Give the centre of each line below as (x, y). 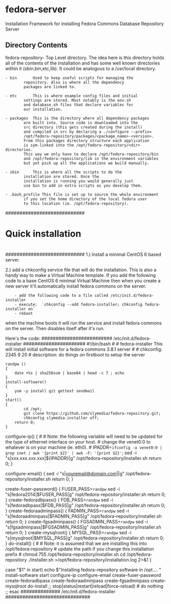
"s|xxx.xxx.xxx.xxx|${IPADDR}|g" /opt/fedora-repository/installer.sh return (83, 458)
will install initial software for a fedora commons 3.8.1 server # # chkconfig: (84, 349)
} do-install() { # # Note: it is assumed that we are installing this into (76, 543)
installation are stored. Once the (62, 176)
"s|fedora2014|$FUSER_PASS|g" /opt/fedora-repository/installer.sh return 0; (86, 495)
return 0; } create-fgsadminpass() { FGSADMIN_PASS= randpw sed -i (77, 522)
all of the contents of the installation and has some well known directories (83, 63)
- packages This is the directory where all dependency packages (77, 118)
